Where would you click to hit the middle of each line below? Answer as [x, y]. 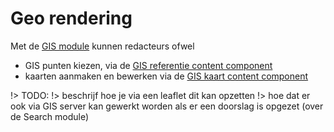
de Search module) [50, 116]
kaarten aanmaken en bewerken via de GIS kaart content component [166, 76]
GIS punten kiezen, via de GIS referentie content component [148, 65]
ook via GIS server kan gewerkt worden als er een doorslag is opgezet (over [167, 106]
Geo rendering [71, 18]
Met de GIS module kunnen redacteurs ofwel [102, 46]
